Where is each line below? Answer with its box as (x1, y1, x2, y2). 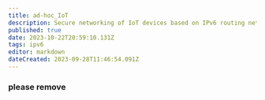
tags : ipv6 (8, 41, 44, 49)
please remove (8, 81, 66, 92)
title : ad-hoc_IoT (8, 11, 69, 20)
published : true (8, 26, 62, 34)
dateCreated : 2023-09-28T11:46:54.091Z (8, 56, 140, 64)
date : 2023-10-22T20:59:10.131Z (8, 33, 114, 42)
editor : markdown (8, 48, 65, 56)
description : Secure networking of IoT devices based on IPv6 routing (8, 19, 245, 27)
